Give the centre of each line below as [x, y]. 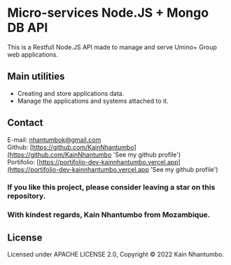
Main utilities [36, 77]
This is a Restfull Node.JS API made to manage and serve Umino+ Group [112, 47]
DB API [28, 28]
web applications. [33, 55]
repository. [27, 196]
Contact [25, 123]
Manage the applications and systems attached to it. [93, 101]
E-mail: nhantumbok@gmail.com [54, 139]
